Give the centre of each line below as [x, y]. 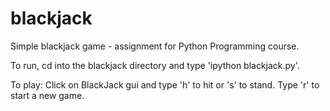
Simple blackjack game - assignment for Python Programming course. [155, 46]
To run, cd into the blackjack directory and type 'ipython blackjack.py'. [155, 65]
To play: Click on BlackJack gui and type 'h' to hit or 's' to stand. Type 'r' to [165, 84]
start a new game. [47, 95]
